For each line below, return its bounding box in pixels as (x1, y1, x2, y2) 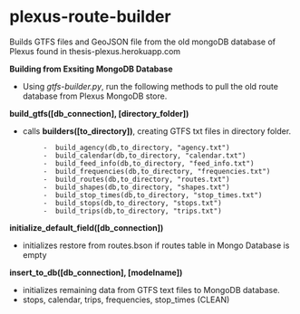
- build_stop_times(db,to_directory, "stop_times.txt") (43, 190, 263, 200)
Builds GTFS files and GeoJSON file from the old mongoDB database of (9, 36, 276, 47)
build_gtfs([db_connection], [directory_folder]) (9, 108, 189, 119)
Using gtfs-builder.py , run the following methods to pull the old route (22, 81, 279, 91)
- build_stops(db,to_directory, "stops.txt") (43, 198, 222, 207)
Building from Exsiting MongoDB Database (9, 63, 174, 74)
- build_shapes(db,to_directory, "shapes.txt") (43, 183, 230, 192)
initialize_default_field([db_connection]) (9, 222, 164, 233)
